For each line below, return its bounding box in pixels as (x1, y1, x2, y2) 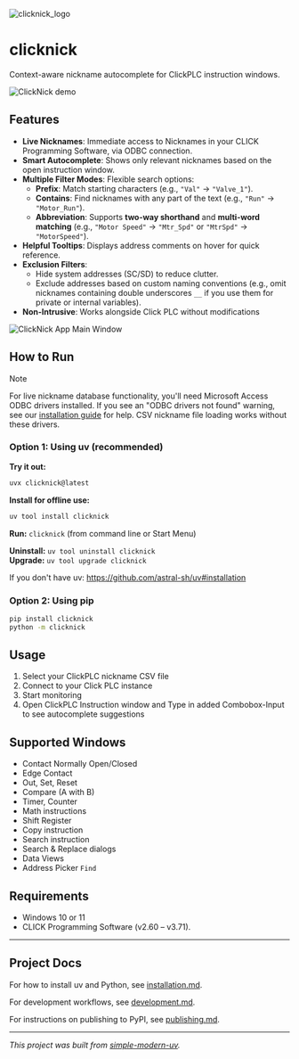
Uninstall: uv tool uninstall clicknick (9, 545, 156, 556)
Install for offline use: (9, 495, 91, 505)
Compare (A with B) (21, 787, 95, 798)
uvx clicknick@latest (9, 478, 90, 488)
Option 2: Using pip (9, 594, 95, 606)
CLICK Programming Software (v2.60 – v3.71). (21, 922, 191, 932)
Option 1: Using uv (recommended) (9, 441, 164, 454)
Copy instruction (21, 825, 84, 835)
